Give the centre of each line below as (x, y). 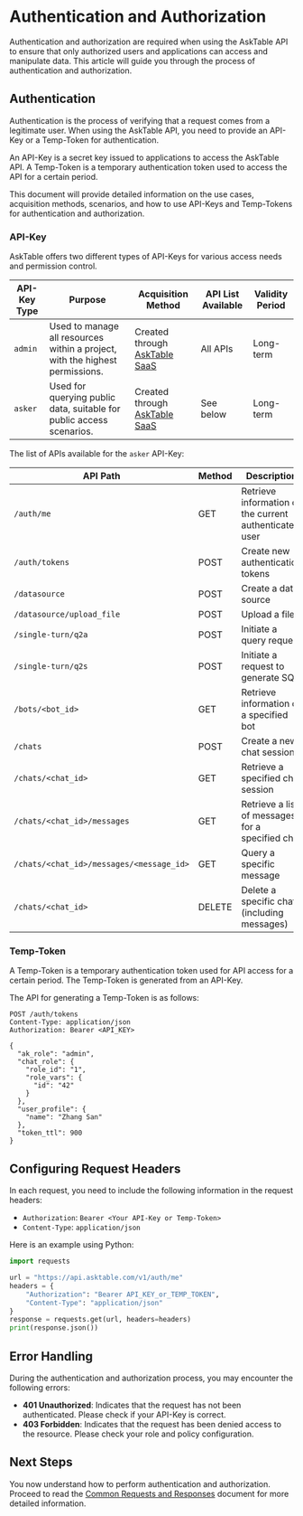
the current (265, 514)
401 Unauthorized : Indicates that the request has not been (132, 1405)
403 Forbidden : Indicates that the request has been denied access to (152, 1424)
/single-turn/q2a (51, 635)
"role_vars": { (54, 1078)
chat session (268, 752)
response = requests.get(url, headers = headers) (101, 1320)
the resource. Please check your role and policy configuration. (138, 1434)
